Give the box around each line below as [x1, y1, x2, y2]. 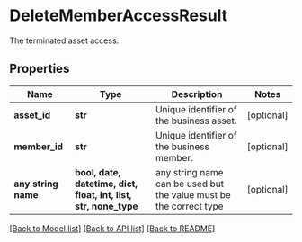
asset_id [13, 109, 51, 121]
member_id [13, 140, 64, 153]
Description [171, 87, 223, 100]
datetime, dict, [75, 177, 138, 190]
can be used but [155, 177, 225, 190]
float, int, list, [75, 188, 132, 201]
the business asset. [155, 114, 237, 127]
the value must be [155, 188, 231, 201]
